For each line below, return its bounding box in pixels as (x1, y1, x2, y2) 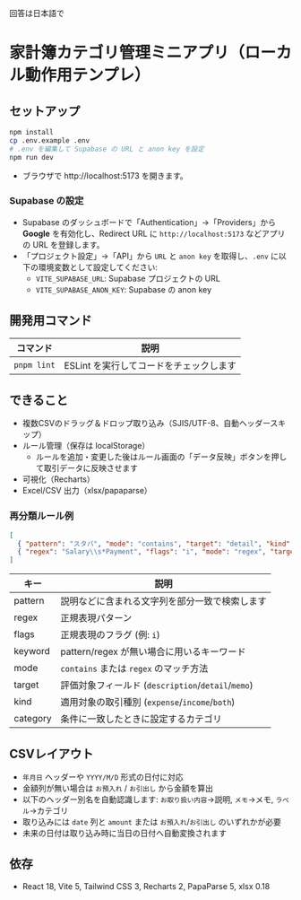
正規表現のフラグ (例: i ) (60, 629, 160, 642)
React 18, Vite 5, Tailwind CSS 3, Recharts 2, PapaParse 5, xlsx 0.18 (21, 880, 271, 891)
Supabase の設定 (9, 195, 84, 207)
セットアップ (9, 103, 81, 118)
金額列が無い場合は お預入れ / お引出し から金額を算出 (21, 783, 213, 794)
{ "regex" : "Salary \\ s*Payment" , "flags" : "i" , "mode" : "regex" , (17, 547, 267, 556)
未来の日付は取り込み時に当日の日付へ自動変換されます (21, 828, 227, 839)
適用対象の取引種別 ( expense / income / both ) (60, 696, 236, 709)
